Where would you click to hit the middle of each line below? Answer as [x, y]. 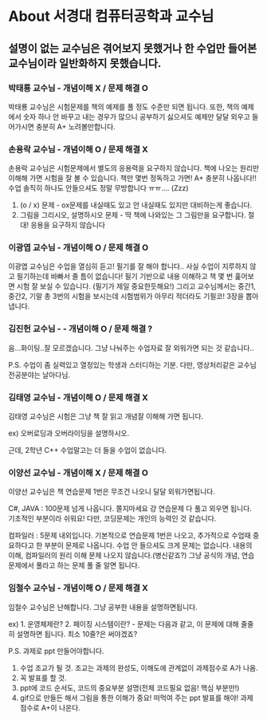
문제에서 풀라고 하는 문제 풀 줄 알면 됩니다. [74, 565]
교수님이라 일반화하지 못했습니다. [85, 63]
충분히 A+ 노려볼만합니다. [75, 126]
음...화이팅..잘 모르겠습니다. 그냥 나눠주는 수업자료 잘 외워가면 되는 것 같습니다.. [131, 348]
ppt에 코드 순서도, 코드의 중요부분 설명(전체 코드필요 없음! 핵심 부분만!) [130, 687]
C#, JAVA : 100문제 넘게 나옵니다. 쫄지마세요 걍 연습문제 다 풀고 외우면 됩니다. [130, 509]
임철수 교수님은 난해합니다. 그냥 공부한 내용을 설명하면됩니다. [103, 607]
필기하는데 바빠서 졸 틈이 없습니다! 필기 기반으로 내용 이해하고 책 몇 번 [125, 277]
